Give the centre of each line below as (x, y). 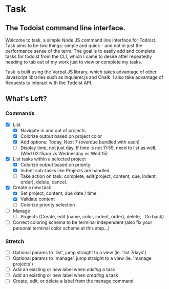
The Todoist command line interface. (65, 28)
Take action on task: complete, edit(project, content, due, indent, (89, 176)
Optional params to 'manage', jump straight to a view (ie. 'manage (82, 258)
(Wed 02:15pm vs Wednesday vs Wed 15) (64, 153)
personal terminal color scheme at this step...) (61, 228)
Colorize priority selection (48, 205)
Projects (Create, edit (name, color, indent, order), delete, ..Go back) (92, 216)
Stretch (15, 241)
